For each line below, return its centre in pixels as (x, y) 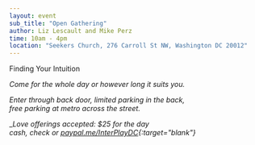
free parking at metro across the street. (75, 109)
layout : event (33, 16)
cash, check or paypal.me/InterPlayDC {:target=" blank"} (102, 133)
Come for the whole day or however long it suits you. (97, 85)
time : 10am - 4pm (38, 38)
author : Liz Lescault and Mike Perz (71, 31)
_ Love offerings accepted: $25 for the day (79, 124)
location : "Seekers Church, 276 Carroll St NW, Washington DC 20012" (129, 46)
